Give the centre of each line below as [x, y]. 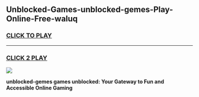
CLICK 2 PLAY [27, 58]
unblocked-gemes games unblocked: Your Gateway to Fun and [85, 81]
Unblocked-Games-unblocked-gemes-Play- [90, 10]
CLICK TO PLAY [29, 36]
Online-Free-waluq [42, 19]
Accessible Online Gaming [39, 88]
